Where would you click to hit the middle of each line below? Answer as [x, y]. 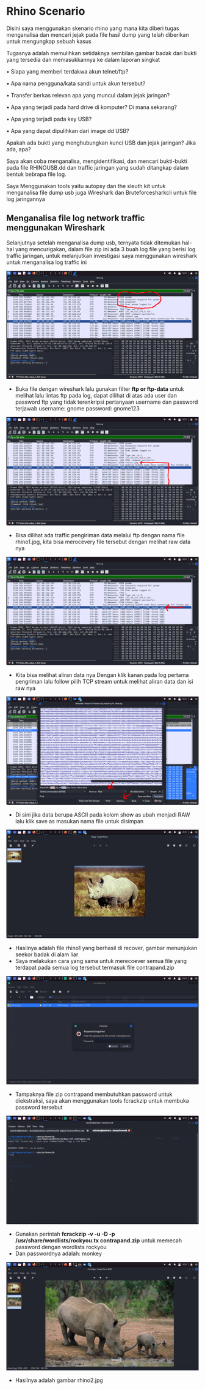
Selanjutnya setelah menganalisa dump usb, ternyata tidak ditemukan [94, 243]
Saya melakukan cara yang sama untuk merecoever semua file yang [101, 961]
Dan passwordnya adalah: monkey [59, 1253]
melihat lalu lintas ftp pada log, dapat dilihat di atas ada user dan [96, 395]
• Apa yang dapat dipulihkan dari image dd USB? [68, 130]
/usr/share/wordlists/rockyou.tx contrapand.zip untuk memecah [98, 1240]
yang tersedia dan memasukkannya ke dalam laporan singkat [83, 59]
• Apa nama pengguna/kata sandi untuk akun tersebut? [76, 83]
